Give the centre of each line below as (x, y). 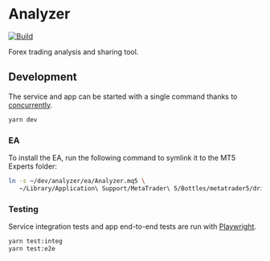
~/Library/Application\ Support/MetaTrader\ (95, 188)
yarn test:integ (35, 241)
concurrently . (31, 104)
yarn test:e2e (32, 249)
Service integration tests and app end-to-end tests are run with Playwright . (133, 226)
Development (43, 77)
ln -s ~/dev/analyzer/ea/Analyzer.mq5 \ (77, 181)
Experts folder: (33, 166)
